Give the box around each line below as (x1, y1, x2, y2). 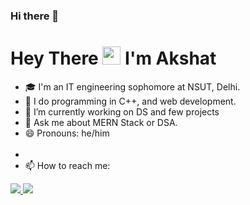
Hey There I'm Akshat (10, 47, 217, 70)
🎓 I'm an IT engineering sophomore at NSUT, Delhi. (24, 80, 241, 93)
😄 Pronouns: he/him (24, 127, 110, 139)
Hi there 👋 (10, 9, 60, 23)
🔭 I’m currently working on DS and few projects (24, 105, 220, 118)
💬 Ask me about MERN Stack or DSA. (24, 116, 178, 128)
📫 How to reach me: (24, 159, 111, 171)
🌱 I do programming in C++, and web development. (24, 95, 237, 107)
